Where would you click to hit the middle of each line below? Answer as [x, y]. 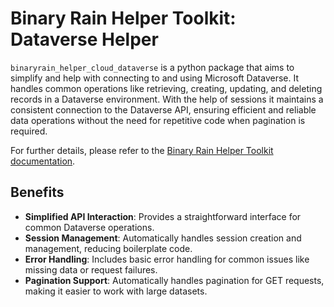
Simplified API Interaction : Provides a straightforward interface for [163, 216]
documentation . [43, 161]
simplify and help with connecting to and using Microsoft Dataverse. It [154, 78]
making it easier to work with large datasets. [116, 291]
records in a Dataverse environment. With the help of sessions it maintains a [167, 99]
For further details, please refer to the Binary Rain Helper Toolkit [142, 150]
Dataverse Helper [84, 39]
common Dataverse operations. [89, 227]
